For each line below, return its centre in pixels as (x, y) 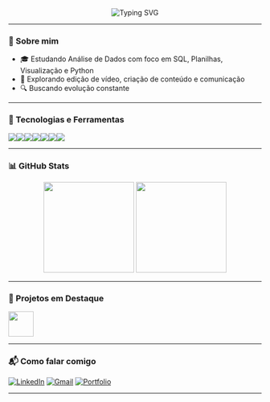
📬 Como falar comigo (52, 362)
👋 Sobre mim (33, 41)
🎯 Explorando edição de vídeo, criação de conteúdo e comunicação (132, 79)
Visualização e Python (57, 71)
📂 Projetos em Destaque (56, 298)
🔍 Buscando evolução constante (75, 89)
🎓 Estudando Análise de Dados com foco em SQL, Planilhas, (121, 59)
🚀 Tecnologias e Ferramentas (66, 120)
